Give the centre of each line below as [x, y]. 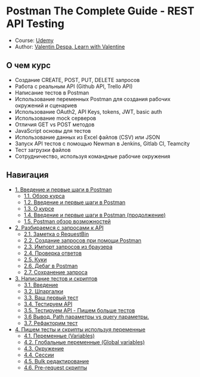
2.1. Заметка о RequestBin [56, 234]
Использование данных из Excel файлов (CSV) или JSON [87, 137]
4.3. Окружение [44, 348]
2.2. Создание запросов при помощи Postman [82, 240]
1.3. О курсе [39, 208]
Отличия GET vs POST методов [55, 124]
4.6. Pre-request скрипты [56, 367]
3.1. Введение [41, 285]
